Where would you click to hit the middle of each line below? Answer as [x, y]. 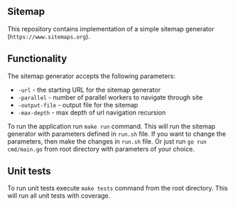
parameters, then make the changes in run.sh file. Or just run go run [107, 141]
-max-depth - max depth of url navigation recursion [92, 112]
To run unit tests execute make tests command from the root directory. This [118, 189]
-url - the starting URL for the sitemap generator [89, 90]
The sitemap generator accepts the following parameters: [92, 76]
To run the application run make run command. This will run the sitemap [111, 126]
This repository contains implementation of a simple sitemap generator [111, 28]
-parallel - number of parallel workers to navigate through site [110, 97]
